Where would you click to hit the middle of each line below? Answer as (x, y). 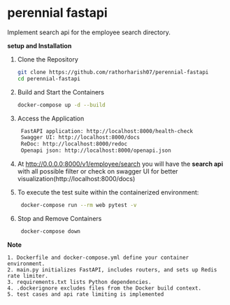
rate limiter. (28, 276)
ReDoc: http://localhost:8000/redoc (74, 144)
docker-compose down (50, 231)
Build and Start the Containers (61, 92)
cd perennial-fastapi (49, 78)
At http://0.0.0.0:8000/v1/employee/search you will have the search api (120, 164)
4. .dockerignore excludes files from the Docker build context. (104, 288)
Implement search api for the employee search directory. (89, 32)
